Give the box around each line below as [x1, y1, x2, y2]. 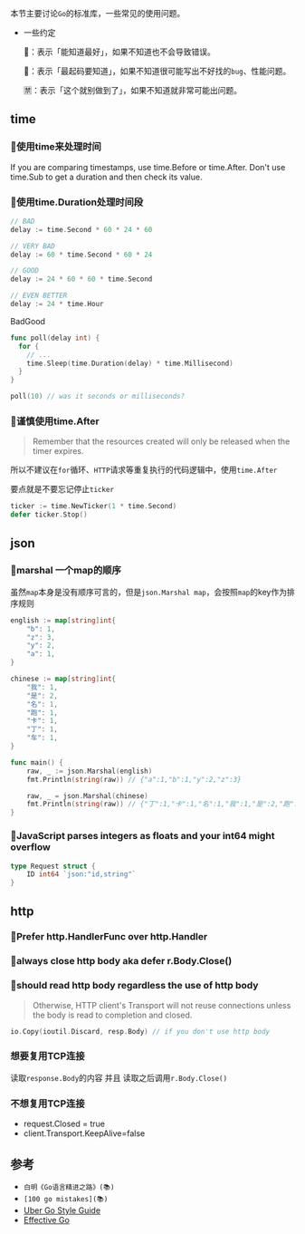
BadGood [10, 315, 46, 326]
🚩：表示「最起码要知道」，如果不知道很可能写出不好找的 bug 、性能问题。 [23, 66, 291, 76]
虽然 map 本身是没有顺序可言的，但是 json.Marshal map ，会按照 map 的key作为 [10, 586, 288, 597]
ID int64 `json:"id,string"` [26, 870, 137, 879]
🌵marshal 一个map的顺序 [10, 564, 121, 577]
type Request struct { [10, 862, 96, 871]
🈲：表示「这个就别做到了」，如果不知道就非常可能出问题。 [23, 85, 243, 95]
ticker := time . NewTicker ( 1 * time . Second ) [10, 502, 177, 511]
